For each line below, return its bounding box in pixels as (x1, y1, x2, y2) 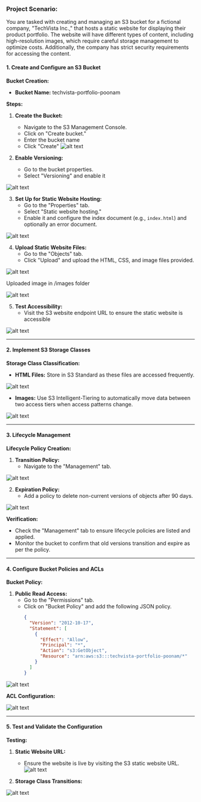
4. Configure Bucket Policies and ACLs (6, 565, 104, 573)
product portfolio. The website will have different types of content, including (6, 31, 194, 38)
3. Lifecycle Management (6, 431, 71, 439)
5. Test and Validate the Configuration (6, 723, 103, 730)
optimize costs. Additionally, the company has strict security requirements (6, 44, 189, 51)
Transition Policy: (14, 456, 60, 463)
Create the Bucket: (14, 112, 63, 119)
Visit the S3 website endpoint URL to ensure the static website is (23, 309, 183, 316)
